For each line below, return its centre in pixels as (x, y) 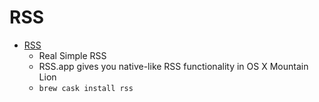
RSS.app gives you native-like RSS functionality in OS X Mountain (173, 66)
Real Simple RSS (72, 55)
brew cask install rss (86, 88)
